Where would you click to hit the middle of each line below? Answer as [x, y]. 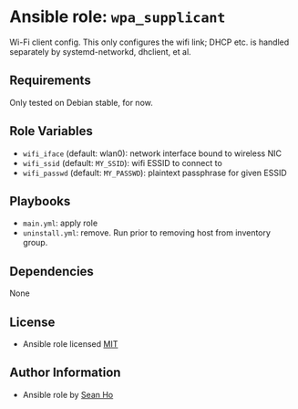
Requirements [50, 81]
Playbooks [40, 201]
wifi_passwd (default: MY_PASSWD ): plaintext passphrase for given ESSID [154, 173]
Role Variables [51, 131]
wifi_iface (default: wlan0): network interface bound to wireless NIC [152, 153]
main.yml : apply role [60, 223]
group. [35, 243]
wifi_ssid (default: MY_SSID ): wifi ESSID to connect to [123, 163]
